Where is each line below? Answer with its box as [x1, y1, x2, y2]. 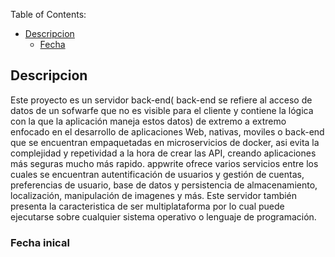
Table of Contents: [10, 9, 87, 20]
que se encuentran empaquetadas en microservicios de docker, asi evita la [10, 136, 320, 148]
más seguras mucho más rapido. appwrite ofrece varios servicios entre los [10, 157, 319, 169]
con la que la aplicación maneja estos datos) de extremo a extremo [10, 115, 287, 127]
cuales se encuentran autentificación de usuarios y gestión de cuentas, [10, 168, 305, 180]
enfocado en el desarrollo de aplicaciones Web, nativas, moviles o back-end [10, 125, 325, 138]
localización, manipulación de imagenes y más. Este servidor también [10, 189, 298, 201]
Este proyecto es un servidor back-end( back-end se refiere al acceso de [10, 94, 313, 106]
